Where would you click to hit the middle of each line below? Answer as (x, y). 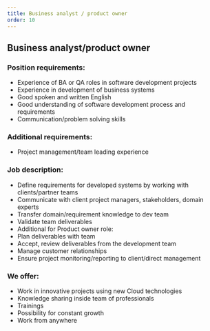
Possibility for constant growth (61, 313)
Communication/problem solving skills (71, 119)
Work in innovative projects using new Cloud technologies (99, 291)
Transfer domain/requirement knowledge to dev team (93, 214)
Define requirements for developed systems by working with (103, 185)
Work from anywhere (47, 321)
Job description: (35, 170)
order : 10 (21, 20)
